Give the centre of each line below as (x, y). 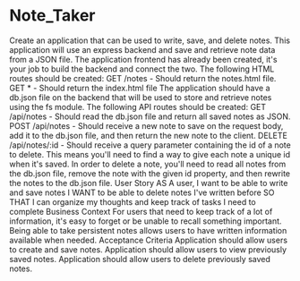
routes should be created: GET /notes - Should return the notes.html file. (143, 78)
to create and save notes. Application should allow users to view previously (148, 249)
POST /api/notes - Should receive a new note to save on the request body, (146, 125)
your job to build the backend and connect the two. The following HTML (142, 69)
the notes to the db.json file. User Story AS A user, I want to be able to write (149, 183)
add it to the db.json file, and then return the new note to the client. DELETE (149, 135)
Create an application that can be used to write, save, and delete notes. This (150, 40)
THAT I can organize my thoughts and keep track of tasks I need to (133, 201)
